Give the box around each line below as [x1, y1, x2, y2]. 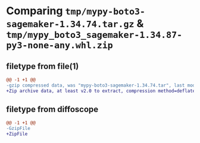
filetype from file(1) [6, 61, 79, 71]
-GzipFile [6, 126, 31, 132]
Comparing [6, 4, 63, 18]
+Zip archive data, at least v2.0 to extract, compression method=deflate [6, 88, 196, 94]
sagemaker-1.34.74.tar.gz [6, 19, 135, 30]
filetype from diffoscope [6, 104, 99, 115]
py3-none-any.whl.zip [6, 40, 113, 51]
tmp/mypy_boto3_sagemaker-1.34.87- [6, 30, 183, 41]
